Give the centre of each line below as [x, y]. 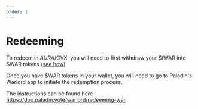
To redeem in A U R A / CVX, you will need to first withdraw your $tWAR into [96, 58]
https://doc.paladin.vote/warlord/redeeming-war [66, 99]
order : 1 [17, 12]
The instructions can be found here [50, 94]
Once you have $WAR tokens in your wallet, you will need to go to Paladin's [99, 76]
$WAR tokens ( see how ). [37, 64]
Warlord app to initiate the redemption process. [64, 82]
